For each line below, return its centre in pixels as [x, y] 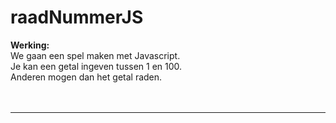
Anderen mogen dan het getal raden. [86, 77]
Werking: [30, 45]
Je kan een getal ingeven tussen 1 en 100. [96, 66]
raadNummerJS [77, 17]
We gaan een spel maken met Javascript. [95, 55]
